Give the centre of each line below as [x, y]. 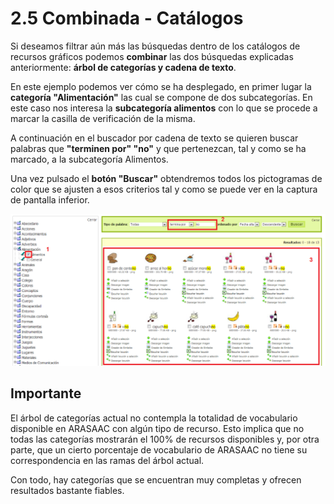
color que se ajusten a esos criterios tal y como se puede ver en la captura [164, 189]
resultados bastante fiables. [67, 490]
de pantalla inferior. [50, 199]
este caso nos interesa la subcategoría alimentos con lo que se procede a [164, 108]
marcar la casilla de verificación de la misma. [103, 118]
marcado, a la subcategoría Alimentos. [89, 159]
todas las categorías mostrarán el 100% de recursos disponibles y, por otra [165, 439]
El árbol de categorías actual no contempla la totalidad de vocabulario [154, 418]
